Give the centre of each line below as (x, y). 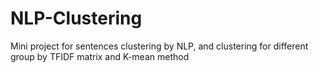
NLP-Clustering (76, 18)
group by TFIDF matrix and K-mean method (100, 56)
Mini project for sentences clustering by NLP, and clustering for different (159, 46)
